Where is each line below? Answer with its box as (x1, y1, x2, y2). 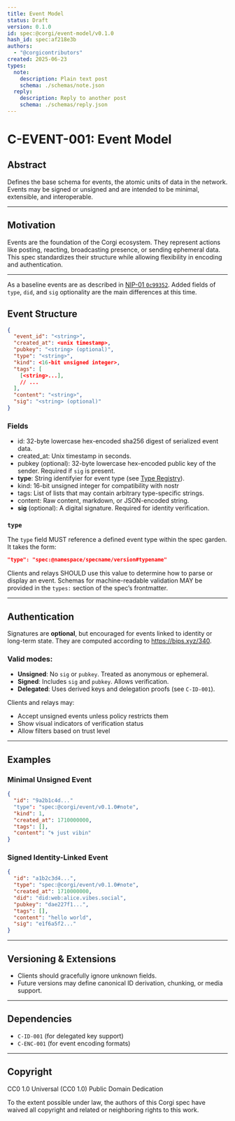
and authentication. (7, 260, 63, 269)
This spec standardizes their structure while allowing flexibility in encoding (7, 252, 222, 261)
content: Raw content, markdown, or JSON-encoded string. (17, 497, 190, 505)
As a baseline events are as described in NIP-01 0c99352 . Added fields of (7, 280, 216, 289)
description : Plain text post (20, 75, 108, 83)
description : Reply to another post (20, 95, 127, 102)
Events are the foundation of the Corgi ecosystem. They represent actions (7, 238, 221, 246)
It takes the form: (7, 543, 57, 551)
